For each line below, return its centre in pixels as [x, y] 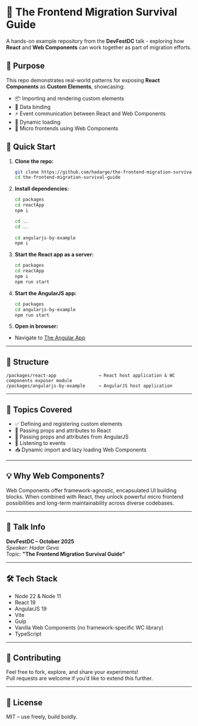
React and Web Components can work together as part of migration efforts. [99, 47]
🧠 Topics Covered [39, 410]
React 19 [25, 602]
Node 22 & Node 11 [38, 596]
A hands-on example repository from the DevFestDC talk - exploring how [95, 41]
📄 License [24, 703]
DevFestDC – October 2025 [40, 541]
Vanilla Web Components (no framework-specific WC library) [89, 627]
